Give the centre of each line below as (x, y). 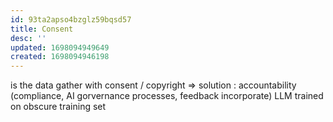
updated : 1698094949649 (60, 47)
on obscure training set (58, 107)
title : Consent (42, 29)
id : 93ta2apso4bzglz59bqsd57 (71, 19)
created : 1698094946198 (60, 57)
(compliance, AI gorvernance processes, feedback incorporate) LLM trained (167, 96)
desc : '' (28, 38)
